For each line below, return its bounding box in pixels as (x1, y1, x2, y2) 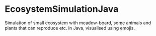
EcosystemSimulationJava (5, 3, 119, 15)
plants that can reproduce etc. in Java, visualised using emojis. (5, 25, 135, 31)
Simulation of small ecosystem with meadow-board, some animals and (5, 20, 151, 26)
